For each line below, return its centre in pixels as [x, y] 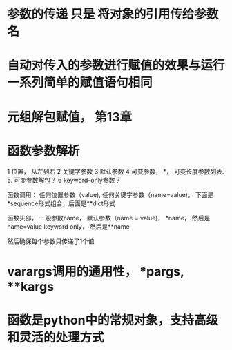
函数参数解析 [44, 151]
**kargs [30, 286]
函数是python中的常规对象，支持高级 [113, 320]
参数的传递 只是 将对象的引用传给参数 [113, 14]
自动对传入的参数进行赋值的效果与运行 [116, 65]
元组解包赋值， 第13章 [70, 117]
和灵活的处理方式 [56, 337]
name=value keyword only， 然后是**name [68, 226]
